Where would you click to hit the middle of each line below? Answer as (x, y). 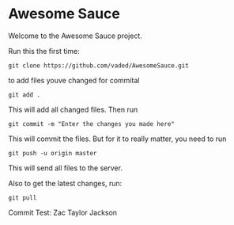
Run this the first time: (44, 51)
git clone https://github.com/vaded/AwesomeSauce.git (99, 65)
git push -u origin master (53, 153)
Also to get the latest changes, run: (65, 183)
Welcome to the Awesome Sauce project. (75, 36)
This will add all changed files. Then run (73, 109)
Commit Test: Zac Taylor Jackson (62, 212)
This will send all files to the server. (65, 168)
